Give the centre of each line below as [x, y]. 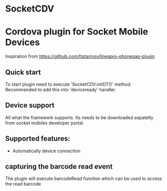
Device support [30, 105]
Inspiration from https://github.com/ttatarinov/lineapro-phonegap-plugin [80, 56]
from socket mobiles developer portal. [45, 123]
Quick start [23, 72]
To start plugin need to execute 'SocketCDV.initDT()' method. [68, 84]
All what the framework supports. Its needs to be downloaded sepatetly [79, 117]
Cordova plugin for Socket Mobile [77, 32]
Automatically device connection [46, 151]
